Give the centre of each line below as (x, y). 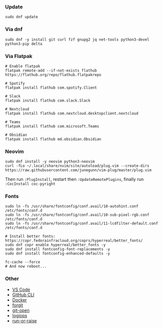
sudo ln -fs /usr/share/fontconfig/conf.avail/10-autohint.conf (72, 206)
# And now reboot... (26, 266)
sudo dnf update (21, 17)
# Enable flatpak (23, 66)
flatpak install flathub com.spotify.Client (51, 88)
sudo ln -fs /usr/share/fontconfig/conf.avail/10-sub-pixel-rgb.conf (77, 215)
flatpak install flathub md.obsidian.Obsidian (53, 139)
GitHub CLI (23, 295)
